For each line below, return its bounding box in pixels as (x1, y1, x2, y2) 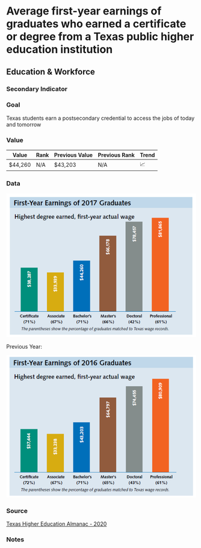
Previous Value (54, 151, 93, 158)
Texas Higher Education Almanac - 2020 (6, 520, 107, 528)
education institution (6, 43, 113, 57)
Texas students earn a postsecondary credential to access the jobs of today (6, 114, 195, 122)
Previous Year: (6, 343, 43, 350)
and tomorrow (6, 120, 42, 128)
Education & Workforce (6, 66, 95, 76)
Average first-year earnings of (6, 4, 162, 18)
